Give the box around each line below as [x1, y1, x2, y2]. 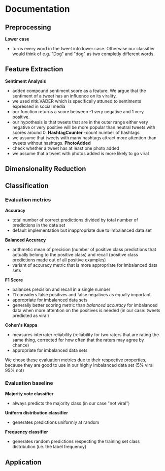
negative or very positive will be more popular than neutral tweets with [12, 124, 156, 130]
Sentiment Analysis [5, 78, 46, 84]
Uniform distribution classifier [5, 410, 68, 416]
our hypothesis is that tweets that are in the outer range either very [12, 119, 149, 125]
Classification [5, 181, 49, 190]
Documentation [5, 3, 70, 15]
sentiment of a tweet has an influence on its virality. [12, 93, 117, 99]
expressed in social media [12, 103, 66, 109]
